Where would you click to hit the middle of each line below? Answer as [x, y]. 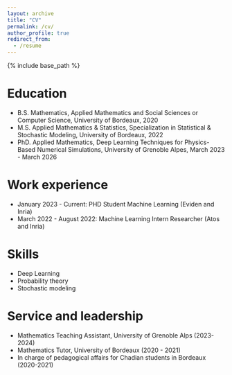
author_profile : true [38, 33]
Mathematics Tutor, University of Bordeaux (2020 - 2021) [99, 350]
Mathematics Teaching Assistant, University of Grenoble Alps [105, 335]
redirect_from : [29, 40]
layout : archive [30, 14]
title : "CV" [24, 20]
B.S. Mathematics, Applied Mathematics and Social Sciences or [108, 112]
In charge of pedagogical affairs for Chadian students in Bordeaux [111, 357]
